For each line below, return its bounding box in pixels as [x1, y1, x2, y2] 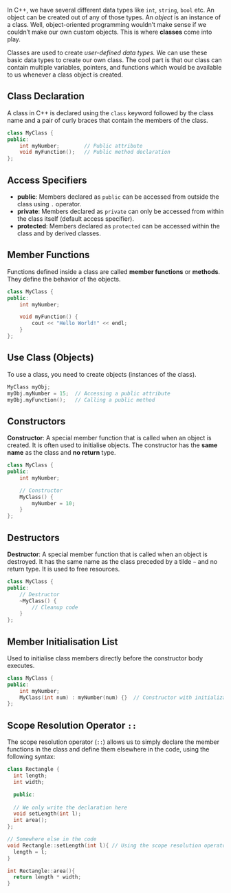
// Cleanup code [32, 604, 78, 611]
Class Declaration [7, 90, 85, 102]
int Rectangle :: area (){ [7, 867, 76, 874]
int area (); [13, 817, 48, 824]
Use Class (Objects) [7, 352, 94, 364]
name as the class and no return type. [7, 449, 116, 457]
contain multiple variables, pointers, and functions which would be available [7, 63, 222, 71]
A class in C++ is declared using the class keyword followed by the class [7, 108, 214, 117]
